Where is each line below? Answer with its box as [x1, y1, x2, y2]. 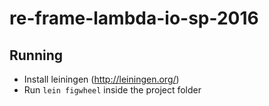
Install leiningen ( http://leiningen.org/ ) [23, 73, 180, 85]
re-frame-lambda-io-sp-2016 [9, 7, 259, 30]
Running [9, 47, 64, 64]
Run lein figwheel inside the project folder [23, 84, 202, 96]
